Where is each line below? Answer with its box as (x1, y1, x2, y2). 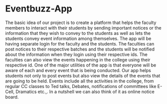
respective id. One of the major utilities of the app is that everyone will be (5, 62, 156, 68)
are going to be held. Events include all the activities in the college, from (5, 78, 154, 84)
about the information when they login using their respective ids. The (5, 51, 148, 57)
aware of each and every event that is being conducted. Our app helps (5, 67, 151, 73)
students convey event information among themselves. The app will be (5, 35, 151, 41)
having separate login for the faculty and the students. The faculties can (5, 40, 154, 46)
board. (5, 93, 19, 100)
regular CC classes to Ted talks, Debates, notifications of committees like (5, 83, 156, 89)
